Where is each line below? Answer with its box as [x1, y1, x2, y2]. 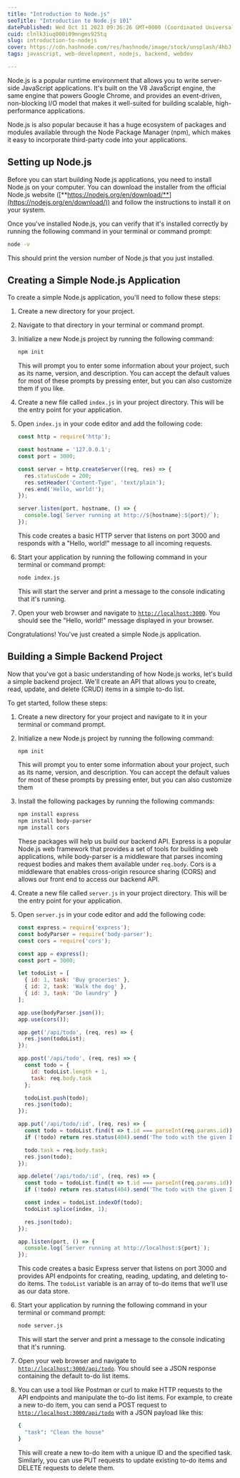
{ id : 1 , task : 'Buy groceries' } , [24, 976, 131, 984]
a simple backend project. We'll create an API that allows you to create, [7, 677, 216, 685]
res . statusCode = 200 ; [24, 472, 92, 479]
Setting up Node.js [7, 156, 92, 169]
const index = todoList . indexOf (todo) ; [24, 1199, 144, 1207]
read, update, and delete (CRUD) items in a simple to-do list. [7, 685, 185, 693]
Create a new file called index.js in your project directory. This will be [17, 398, 224, 407]
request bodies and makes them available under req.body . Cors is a [17, 860, 216, 868]
